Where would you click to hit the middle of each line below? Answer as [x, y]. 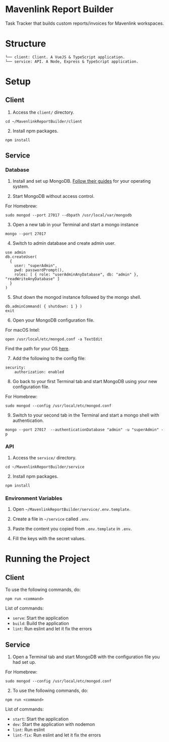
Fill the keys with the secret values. [49, 539]
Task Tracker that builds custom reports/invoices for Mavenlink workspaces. [85, 23]
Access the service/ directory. [44, 457]
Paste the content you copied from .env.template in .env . [72, 529]
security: [16, 367]
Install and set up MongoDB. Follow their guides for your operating [81, 181]
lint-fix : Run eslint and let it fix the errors [57, 735]
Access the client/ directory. [43, 112]
